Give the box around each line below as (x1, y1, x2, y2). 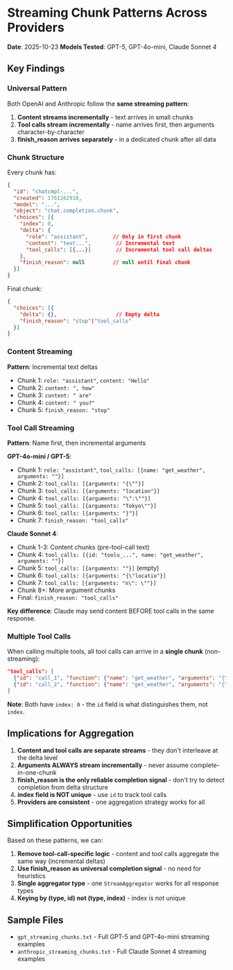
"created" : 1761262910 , (13, 195, 82, 202)
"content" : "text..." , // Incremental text (25, 240, 175, 247)
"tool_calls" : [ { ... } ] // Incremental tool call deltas (25, 246, 213, 253)
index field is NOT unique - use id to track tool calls (17, 790, 167, 798)
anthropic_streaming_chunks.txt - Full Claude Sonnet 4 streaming (17, 947, 207, 956)
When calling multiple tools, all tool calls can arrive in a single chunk (7, 648, 203, 656)
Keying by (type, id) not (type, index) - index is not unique (17, 894, 186, 903)
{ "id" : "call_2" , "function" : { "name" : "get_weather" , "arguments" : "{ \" (13, 681, 231, 688)
